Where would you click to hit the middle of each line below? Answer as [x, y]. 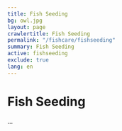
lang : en [20, 67]
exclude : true [28, 60]
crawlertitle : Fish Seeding [49, 34]
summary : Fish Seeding [41, 47]
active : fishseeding [38, 54]
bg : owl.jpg [25, 21]
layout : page [27, 27]
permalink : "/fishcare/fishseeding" [61, 40]
